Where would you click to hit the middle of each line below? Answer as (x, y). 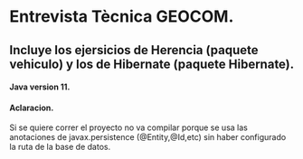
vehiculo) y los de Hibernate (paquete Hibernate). (152, 64)
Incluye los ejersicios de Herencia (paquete (134, 50)
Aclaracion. (32, 108)
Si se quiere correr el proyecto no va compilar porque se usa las (129, 127)
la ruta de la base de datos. (60, 147)
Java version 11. (40, 87)
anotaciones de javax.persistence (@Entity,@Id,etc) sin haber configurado (148, 137)
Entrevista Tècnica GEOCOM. (122, 17)
